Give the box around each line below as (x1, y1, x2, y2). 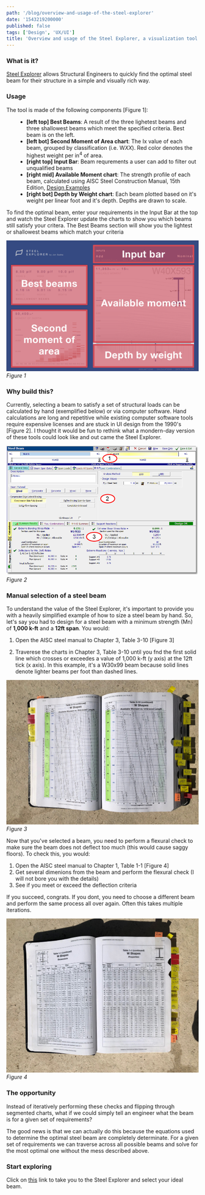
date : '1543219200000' (6, 16, 64, 23)
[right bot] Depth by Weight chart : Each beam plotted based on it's (26, 190, 197, 198)
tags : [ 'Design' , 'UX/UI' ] (6, 29, 75, 35)
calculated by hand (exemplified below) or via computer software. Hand (6, 407, 187, 415)
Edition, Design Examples (26, 184, 90, 191)
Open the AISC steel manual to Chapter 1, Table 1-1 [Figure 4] (15, 862, 170, 870)
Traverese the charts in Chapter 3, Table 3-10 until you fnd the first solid (15, 648, 196, 656)
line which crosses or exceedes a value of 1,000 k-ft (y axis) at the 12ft (15, 655, 193, 662)
